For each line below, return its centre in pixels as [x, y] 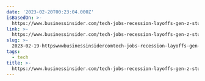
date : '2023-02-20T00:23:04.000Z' [50, 12]
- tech [20, 57]
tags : [13, 52]
